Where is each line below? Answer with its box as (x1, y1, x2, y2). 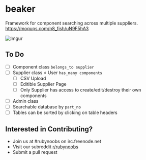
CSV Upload (20, 75, 46, 81)
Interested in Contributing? (5, 125, 93, 133)
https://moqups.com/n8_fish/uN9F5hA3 (5, 25, 89, 31)
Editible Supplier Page (20, 81, 67, 87)
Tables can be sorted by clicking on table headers (12, 109, 118, 116)
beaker (5, 3, 36, 15)
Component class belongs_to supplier (12, 63, 94, 70)
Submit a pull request (12, 149, 57, 155)
